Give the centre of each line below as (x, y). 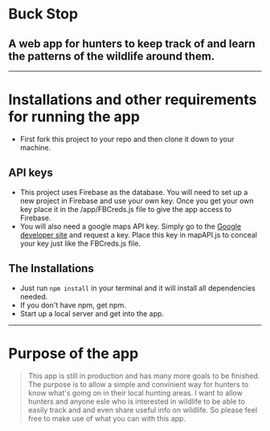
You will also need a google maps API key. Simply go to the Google (131, 226)
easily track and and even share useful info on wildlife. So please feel (143, 409)
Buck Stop (43, 14)
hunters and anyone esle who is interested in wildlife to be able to (136, 401)
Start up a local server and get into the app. (92, 313)
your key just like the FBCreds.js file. (80, 243)
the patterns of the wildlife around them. (112, 56)
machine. (35, 147)
